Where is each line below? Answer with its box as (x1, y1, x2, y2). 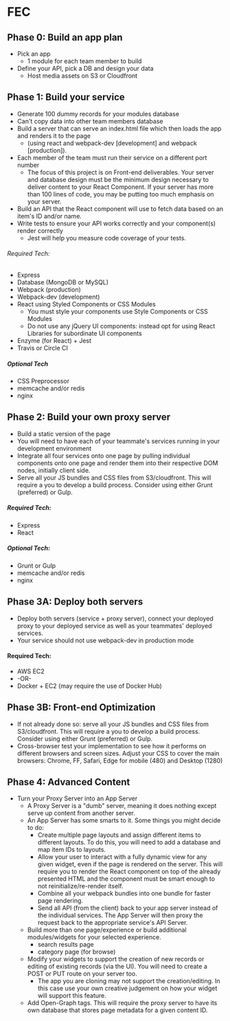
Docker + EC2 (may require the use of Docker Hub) (16, 682, 163, 690)
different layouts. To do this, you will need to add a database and (37, 838, 221, 846)
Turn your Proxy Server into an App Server (16, 794, 138, 803)
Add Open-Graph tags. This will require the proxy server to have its (27, 999, 218, 1007)
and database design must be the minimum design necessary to (27, 175, 209, 183)
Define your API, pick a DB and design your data (16, 65, 154, 72)
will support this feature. (37, 991, 106, 1000)
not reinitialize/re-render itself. (37, 882, 124, 890)
